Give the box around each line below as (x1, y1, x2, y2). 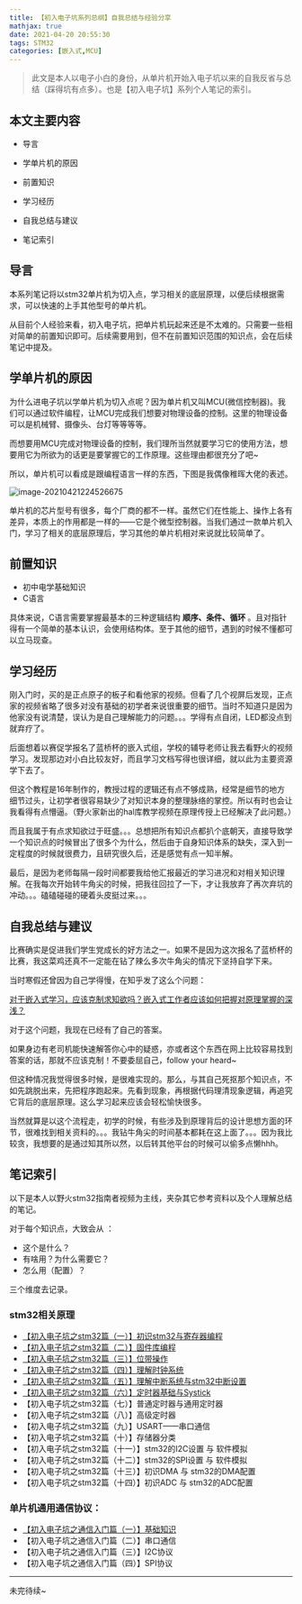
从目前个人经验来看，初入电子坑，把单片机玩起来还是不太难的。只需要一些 (9, 319, 285, 330)
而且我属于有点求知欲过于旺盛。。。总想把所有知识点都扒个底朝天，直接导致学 (9, 825, 293, 836)
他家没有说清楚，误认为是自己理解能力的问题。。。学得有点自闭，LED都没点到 (9, 712, 292, 723)
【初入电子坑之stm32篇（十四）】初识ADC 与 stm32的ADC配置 (22, 1477, 253, 1488)
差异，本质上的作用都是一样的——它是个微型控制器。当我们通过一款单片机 (9, 515, 285, 527)
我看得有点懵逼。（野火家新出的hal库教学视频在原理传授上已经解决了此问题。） (9, 807, 297, 817)
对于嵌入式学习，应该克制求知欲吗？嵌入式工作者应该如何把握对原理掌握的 (9, 994, 285, 1005)
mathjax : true (9, 22, 63, 31)
